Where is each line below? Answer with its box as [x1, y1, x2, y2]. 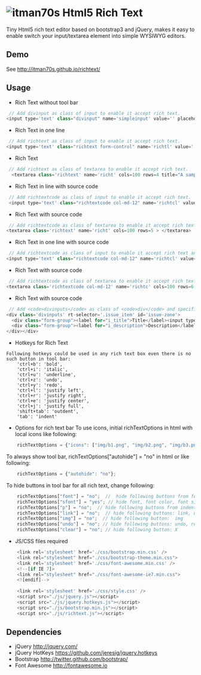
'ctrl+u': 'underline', [17, 372, 77, 378]
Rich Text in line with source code [14, 183, 99, 190]
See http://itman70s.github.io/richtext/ [6, 65, 100, 72]
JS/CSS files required [14, 538, 68, 545]
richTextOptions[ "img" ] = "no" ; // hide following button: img [17, 516, 184, 522]
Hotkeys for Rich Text [14, 339, 68, 347]
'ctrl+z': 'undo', [17, 377, 63, 383]
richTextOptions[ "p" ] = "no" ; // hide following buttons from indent [17, 504, 197, 510]
